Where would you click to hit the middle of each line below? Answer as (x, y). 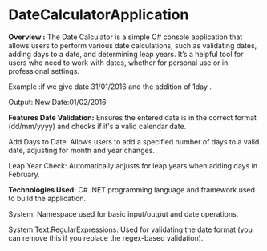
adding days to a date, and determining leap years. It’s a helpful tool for (126, 54)
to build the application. (47, 198)
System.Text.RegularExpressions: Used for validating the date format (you (130, 229)
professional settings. (44, 71)
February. (24, 174)
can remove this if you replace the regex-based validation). (106, 237)
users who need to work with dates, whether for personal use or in (118, 63)
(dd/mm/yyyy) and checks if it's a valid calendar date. (97, 126)
